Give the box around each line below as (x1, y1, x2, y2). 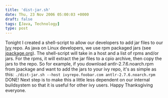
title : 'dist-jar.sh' (5, 7, 51, 12)
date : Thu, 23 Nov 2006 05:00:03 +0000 (5, 12, 89, 17)
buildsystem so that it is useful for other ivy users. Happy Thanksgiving (5, 82, 153, 88)
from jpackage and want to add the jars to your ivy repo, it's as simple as (5, 66, 156, 72)
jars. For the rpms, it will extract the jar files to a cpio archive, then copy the (5, 55, 162, 61)
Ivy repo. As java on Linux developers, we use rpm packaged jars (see (5, 45, 151, 51)
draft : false (5, 16, 33, 21)
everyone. (5, 87, 26, 93)
